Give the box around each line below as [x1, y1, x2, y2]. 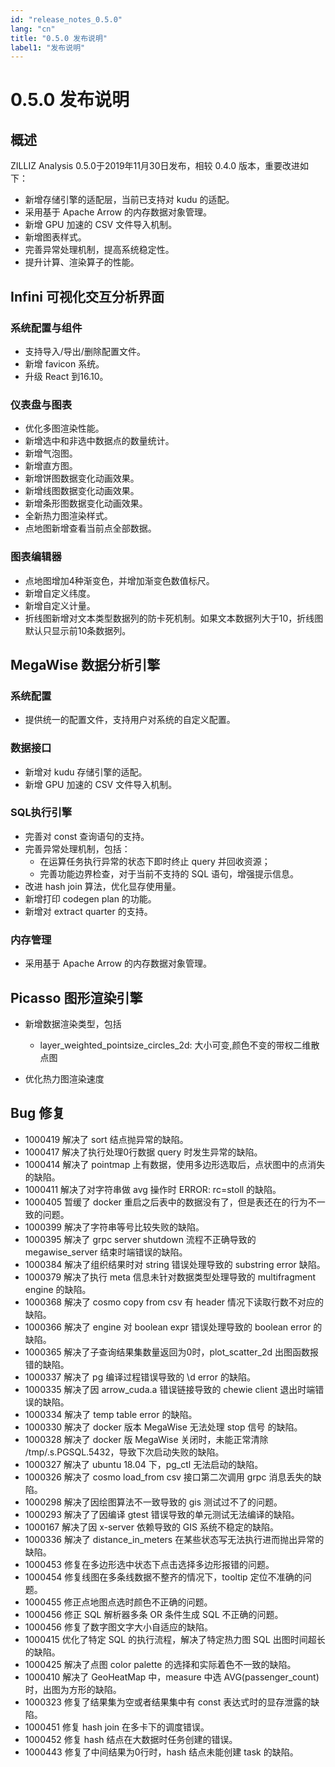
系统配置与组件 [10, 321, 83, 335]
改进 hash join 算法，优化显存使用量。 [24, 880, 182, 892]
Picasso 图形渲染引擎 [10, 989, 143, 1006]
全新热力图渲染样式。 [24, 510, 113, 522]
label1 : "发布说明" [10, 42, 86, 53]
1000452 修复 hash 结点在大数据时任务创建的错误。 [24, 1733, 238, 1745]
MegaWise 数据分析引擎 [10, 656, 161, 673]
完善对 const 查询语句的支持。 [24, 830, 150, 842]
